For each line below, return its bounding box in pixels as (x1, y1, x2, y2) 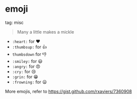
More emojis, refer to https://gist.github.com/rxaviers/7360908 (5, 88, 132, 94)
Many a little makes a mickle (17, 29, 74, 35)
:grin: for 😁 (12, 74, 38, 79)
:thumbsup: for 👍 (12, 44, 47, 50)
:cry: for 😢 (12, 68, 36, 74)
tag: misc (5, 20, 24, 25)
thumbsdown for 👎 (12, 51, 47, 57)
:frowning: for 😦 (12, 79, 47, 85)
